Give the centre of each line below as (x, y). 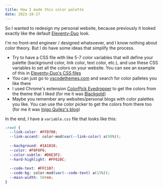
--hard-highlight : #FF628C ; (38, 159)
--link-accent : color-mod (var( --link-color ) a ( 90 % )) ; (65, 137)
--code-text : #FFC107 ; (32, 168)
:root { (13, 127)
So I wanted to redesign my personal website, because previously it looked (81, 28)
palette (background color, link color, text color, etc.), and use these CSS (85, 63)
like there (21, 83)
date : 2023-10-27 (23, 14)
